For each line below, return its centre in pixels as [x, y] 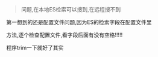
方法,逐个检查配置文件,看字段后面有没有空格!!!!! [65, 35]
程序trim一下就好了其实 [35, 48]
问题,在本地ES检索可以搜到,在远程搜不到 [71, 9]
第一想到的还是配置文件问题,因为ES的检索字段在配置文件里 [79, 22]
